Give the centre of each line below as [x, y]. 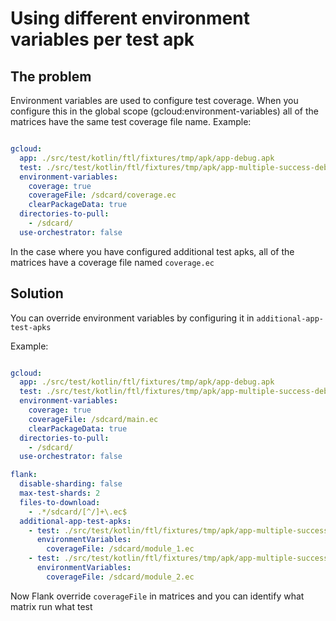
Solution [37, 293]
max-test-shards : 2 [60, 493]
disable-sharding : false [71, 484]
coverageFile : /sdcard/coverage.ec [102, 195]
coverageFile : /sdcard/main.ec [93, 419]
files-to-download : [60, 502]
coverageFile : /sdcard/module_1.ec [120, 549]
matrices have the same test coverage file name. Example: [131, 121]
